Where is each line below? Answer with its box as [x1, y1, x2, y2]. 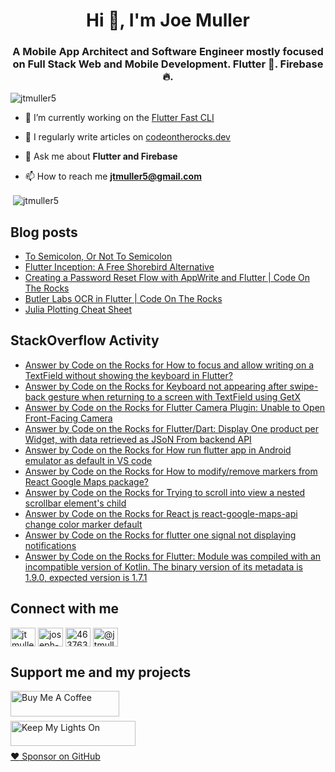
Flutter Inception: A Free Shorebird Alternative [24, 260, 215, 273]
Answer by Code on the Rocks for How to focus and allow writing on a [24, 359, 315, 371]
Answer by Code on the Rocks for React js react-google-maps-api [24, 507, 298, 519]
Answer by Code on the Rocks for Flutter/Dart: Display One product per [24, 422, 319, 434]
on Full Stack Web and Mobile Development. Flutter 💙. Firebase [12, 57, 324, 71]
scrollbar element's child [24, 497, 127, 509]
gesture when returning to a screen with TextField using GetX [47, 390, 302, 403]
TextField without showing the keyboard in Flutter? [24, 369, 233, 381]
